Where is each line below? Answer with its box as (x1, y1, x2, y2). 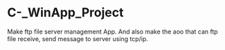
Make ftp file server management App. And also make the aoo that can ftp (7, 27, 218, 36)
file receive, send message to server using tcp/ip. (7, 34, 149, 42)
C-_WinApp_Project (7, 5, 124, 21)
